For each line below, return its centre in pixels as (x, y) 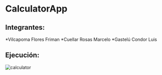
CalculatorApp (36, 9)
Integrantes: (25, 27)
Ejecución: (22, 55)
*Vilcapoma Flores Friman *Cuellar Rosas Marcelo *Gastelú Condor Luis (81, 39)
